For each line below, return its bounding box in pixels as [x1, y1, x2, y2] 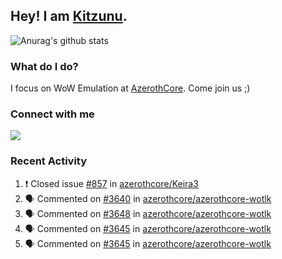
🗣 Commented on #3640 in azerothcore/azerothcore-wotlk [24, 192, 272, 204]
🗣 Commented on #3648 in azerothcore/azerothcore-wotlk [24, 207, 272, 219]
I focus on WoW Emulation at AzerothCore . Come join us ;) [10, 82, 251, 94]
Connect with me [10, 107, 95, 121]
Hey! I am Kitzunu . [10, 8, 128, 25]
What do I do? [10, 59, 79, 73]
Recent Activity [10, 154, 88, 168]
